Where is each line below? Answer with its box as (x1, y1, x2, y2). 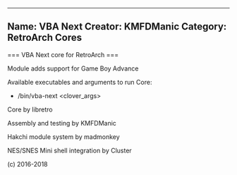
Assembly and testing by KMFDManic (7, 119, 116, 127)
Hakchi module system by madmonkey (7, 132, 120, 141)
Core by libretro (7, 105, 53, 114)
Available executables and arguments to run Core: (7, 78, 152, 86)
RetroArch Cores (7, 32, 83, 44)
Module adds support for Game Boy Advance (7, 64, 139, 73)
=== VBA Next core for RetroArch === (7, 50, 119, 59)
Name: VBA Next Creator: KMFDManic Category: (7, 20, 227, 32)
